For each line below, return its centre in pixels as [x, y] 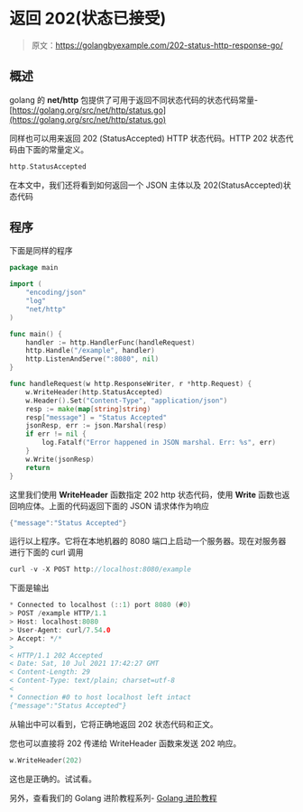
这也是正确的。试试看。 [53, 779]
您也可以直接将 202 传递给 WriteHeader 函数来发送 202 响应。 [125, 743]
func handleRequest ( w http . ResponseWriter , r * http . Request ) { [131, 384]
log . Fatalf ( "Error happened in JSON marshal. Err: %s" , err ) [159, 443]
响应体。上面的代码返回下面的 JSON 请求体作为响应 [113, 505]
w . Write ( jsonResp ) [60, 459]
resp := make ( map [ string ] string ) [88, 409]
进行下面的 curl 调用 [46, 552]
